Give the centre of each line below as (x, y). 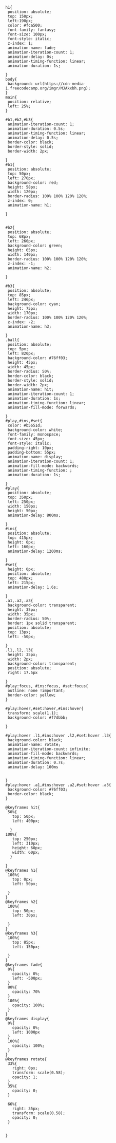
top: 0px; (23, 879)
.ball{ (12, 340)
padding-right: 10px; (31, 448)
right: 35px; (26, 1109)
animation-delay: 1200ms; (35, 551)
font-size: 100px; (27, 34)
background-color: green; (35, 246)
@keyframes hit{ (23, 808)
